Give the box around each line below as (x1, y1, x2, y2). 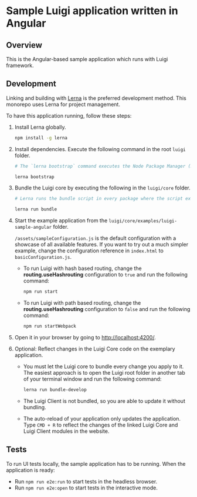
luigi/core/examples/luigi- (108, 218, 178, 224)
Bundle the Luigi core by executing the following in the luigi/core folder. (14, 184, 191, 192)
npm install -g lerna (14, 135, 67, 141)
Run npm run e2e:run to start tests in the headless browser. (14, 478, 158, 485)
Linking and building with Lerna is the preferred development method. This (6, 94, 186, 101)
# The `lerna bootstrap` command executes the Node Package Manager (14, 163, 186, 169)
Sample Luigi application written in (6, 4, 178, 18)
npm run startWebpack (23, 323, 76, 329)
